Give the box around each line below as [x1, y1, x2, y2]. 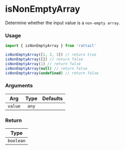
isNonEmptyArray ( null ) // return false [5, 66, 88, 71]
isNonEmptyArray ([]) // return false [5, 57, 83, 62]
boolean [7, 138, 26, 144]
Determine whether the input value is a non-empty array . [5, 20, 120, 26]
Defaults [42, 95, 63, 102]
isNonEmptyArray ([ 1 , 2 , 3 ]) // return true [5, 52, 97, 57]
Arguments [5, 82, 33, 89]
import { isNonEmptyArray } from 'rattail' [5, 43, 97, 48]
